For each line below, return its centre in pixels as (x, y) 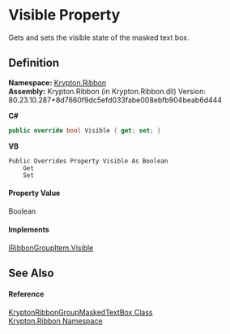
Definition (34, 63)
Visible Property (64, 15)
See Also (31, 273)
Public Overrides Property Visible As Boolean (88, 161)
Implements (29, 230)
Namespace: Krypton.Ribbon (57, 82)
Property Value (34, 193)
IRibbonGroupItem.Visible (51, 248)
